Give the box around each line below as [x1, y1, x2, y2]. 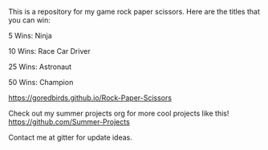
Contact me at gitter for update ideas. [8, 132, 132, 142]
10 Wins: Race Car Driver [8, 47, 91, 55]
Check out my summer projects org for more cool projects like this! [8, 108, 229, 118]
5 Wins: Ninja [8, 31, 52, 40]
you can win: [8, 15, 51, 25]
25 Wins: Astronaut [8, 62, 72, 71]
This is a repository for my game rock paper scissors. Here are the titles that [8, 7, 261, 16]
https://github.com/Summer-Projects [8, 117, 130, 127]
